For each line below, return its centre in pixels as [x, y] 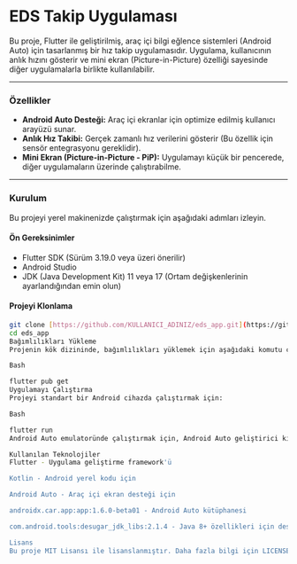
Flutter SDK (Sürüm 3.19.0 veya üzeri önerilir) [103, 257]
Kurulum [28, 199]
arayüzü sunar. [49, 129]
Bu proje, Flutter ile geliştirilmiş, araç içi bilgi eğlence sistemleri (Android [141, 41]
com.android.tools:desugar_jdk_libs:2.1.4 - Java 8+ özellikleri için [142, 526]
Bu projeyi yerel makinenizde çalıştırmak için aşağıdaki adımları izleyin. [138, 217]
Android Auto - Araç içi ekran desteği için [92, 495]
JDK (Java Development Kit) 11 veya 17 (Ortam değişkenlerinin [135, 276]
